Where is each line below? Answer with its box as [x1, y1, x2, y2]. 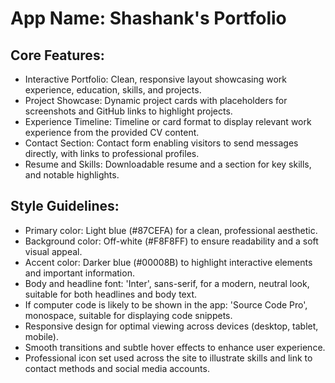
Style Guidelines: [10, 198, 120, 215]
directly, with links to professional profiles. [24, 148, 200, 159]
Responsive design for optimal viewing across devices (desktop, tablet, [24, 320, 319, 332]
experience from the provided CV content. [24, 127, 200, 138]
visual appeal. [24, 245, 83, 257]
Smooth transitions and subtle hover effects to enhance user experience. [24, 341, 326, 353]
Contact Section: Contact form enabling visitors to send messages [24, 137, 299, 149]
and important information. [24, 267, 135, 279]
